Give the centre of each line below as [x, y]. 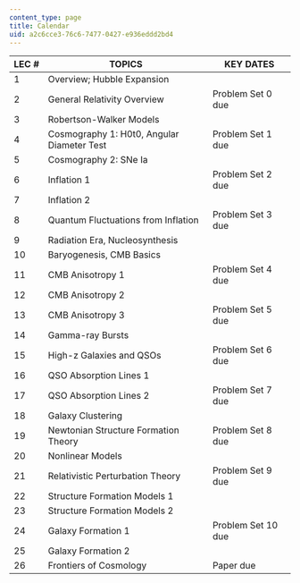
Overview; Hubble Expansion [108, 80]
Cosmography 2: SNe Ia [98, 160]
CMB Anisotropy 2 [86, 295]
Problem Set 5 [242, 309]
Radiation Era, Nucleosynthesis [113, 241]
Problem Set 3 [242, 215]
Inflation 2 [69, 200]
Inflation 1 [69, 180]
